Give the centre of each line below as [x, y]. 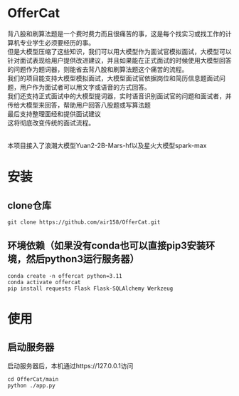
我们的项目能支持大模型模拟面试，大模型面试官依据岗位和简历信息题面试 [113, 78]
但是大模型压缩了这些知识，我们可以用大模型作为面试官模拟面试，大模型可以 [119, 51]
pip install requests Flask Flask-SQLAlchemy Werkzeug [90, 288]
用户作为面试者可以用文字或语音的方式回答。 [85, 87]
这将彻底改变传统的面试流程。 [51, 123]
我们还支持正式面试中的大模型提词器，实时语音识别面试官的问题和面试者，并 [119, 96]
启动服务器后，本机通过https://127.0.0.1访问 [70, 365]
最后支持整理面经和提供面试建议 [54, 114]
